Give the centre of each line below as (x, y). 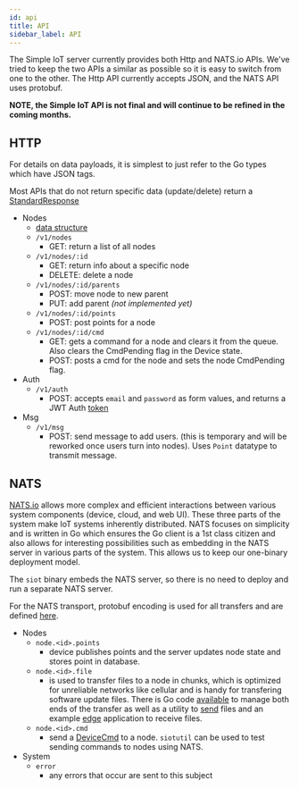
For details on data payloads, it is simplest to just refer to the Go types (138, 164)
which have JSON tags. (52, 174)
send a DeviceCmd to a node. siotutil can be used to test (157, 737)
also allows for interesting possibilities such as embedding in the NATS (139, 543)
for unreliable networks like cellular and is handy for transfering (166, 690)
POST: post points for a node (102, 323)
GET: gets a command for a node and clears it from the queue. (164, 341)
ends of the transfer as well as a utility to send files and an (156, 709)
